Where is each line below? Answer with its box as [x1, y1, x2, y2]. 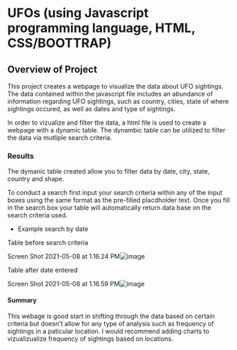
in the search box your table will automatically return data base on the [7, 203, 211, 212]
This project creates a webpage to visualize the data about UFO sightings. [7, 82, 224, 90]
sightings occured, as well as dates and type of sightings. [7, 105, 176, 113]
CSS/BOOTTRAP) [7, 35, 112, 51]
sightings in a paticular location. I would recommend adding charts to [7, 327, 209, 335]
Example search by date [17, 225, 89, 233]
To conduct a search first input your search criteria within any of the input [7, 188, 223, 197]
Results [7, 151, 34, 161]
